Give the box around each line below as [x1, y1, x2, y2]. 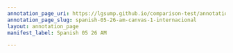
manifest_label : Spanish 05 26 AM [7, 29, 107, 36]
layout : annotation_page [7, 23, 79, 30]
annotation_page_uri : [7, 10, 70, 17]
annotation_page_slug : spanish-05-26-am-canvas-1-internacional [7, 17, 197, 23]
